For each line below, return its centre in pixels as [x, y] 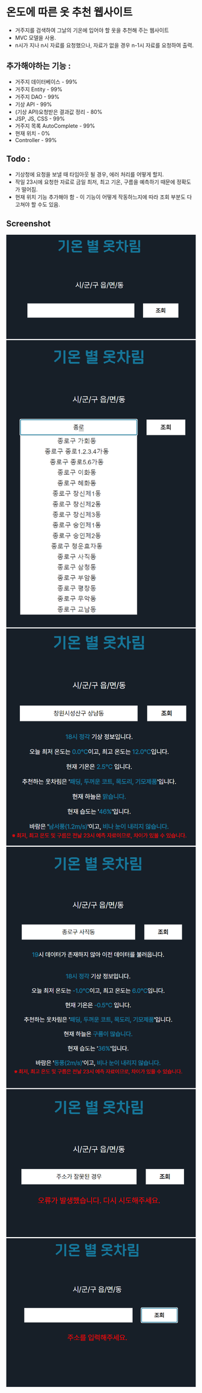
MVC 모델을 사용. [35, 37]
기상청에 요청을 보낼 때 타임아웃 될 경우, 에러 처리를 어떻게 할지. [89, 174]
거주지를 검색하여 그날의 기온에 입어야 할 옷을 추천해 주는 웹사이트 [92, 30]
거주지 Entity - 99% [39, 89]
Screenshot [29, 223]
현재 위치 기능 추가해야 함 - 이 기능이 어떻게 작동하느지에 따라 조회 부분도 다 [103, 197]
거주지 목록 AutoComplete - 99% [55, 126]
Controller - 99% [36, 140]
